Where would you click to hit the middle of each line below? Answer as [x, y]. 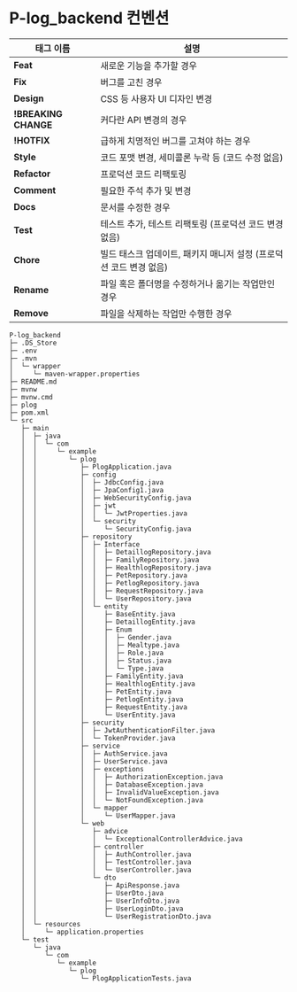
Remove [31, 313]
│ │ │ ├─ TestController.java [106, 862]
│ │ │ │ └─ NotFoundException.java [112, 800]
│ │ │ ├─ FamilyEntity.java [102, 676]
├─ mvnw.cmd [31, 397]
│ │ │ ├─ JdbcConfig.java [92, 482]
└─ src [21, 420]
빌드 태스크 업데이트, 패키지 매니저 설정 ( [179, 253]
